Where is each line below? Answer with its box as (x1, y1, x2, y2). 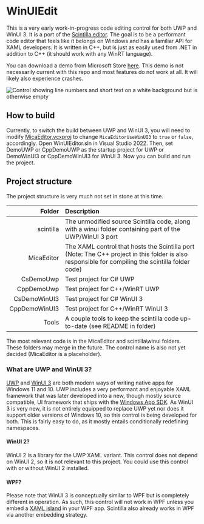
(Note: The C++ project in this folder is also (64, 250, 188, 258)
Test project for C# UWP (64, 275, 135, 283)
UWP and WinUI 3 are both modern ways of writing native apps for (6, 379, 174, 386)
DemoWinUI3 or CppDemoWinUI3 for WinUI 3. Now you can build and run (6, 152, 191, 160)
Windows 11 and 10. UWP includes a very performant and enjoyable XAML (6, 385, 191, 392)
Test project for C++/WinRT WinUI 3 (64, 304, 168, 313)
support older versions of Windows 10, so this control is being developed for (6, 411, 197, 418)
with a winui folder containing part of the (64, 224, 181, 233)
